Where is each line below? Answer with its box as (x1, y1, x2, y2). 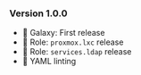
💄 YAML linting (21, 56, 77, 67)
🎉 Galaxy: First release (21, 28, 105, 38)
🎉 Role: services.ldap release (21, 46, 132, 57)
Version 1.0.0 (9, 7, 68, 20)
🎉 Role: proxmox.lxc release (21, 37, 124, 47)
